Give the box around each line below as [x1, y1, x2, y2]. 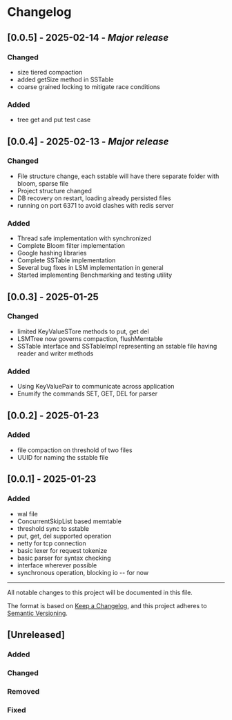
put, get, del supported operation [17, 532, 112, 540]
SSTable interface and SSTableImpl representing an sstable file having [17, 342, 217, 350]
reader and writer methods [17, 349, 94, 358]
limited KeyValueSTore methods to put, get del [17, 327, 150, 335]
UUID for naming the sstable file [17, 453, 108, 461]
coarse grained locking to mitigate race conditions [17, 82, 160, 90]
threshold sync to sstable [17, 524, 90, 532]
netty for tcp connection [17, 539, 86, 547]
